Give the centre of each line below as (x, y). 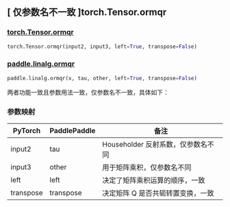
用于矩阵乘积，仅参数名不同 (147, 168)
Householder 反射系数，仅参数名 (155, 145)
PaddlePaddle (73, 131)
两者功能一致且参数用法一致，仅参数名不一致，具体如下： (88, 92)
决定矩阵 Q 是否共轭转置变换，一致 (158, 193)
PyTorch (27, 131)
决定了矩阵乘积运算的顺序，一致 (154, 180)
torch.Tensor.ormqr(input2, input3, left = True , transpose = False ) (102, 47)
